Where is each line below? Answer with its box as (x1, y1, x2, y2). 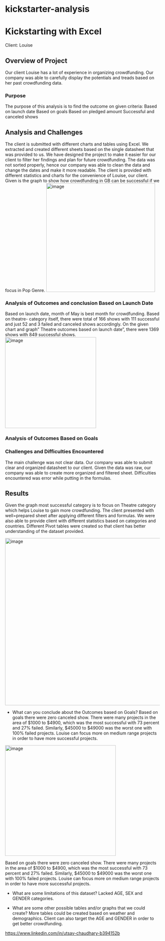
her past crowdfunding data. (5, 80, 63, 86)
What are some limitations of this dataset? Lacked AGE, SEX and (12, 890, 142, 896)
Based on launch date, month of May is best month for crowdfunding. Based (5, 311, 160, 317)
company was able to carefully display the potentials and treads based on (5, 75, 155, 81)
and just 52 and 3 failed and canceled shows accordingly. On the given (5, 321, 149, 327)
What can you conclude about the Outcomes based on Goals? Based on (12, 709, 158, 715)
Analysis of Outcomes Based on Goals (5, 435, 98, 442)
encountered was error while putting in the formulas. (5, 475, 111, 481)
